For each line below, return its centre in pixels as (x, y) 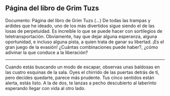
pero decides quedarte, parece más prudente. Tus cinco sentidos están (80, 77)
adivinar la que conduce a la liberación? (47, 52)
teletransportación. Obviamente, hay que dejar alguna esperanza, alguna (81, 36)
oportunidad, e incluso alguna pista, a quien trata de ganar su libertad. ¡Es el (85, 42)
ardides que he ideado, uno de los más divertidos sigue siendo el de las (80, 26)
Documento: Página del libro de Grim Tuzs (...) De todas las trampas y (78, 20)
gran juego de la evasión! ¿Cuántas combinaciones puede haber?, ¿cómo (82, 47)
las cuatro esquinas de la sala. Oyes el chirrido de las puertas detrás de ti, (82, 72)
